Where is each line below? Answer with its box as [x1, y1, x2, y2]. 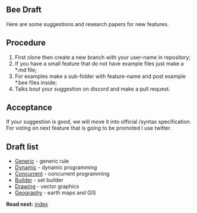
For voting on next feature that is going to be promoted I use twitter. [6, 124, 172, 131]
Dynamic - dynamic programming [14, 164, 97, 171]
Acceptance [6, 102, 52, 112]
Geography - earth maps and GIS [14, 189, 96, 196]
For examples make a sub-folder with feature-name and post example [14, 73, 186, 80]
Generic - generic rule [14, 158, 69, 165]
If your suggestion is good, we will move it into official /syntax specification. [6, 118, 192, 126]
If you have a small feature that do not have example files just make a [14, 59, 184, 67]
